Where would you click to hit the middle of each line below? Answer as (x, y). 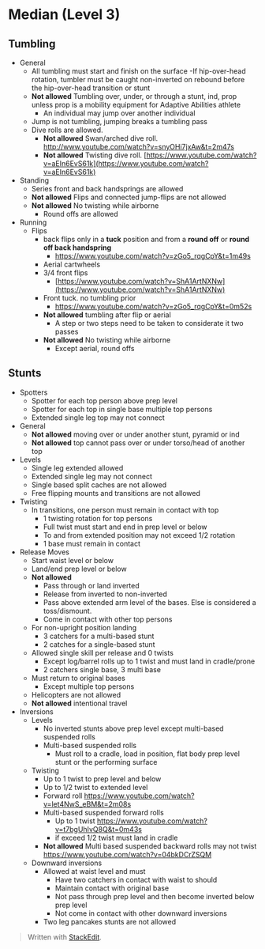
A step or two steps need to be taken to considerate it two (149, 323)
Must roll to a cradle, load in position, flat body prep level (147, 754)
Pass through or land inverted (91, 585)
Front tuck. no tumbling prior (90, 298)
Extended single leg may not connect (91, 476)
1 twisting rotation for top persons (98, 518)
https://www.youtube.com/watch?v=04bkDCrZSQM (127, 854)
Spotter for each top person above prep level (104, 400)
